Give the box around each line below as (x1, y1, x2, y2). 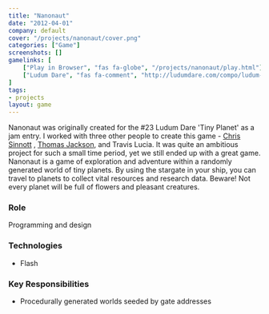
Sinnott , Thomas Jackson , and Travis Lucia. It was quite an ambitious (8, 140, 239, 149)
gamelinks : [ (8, 57, 52, 65)
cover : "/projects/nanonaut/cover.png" (8, 34, 142, 42)
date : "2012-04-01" (8, 19, 74, 27)
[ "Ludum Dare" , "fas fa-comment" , (22, 71, 138, 79)
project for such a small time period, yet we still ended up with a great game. (8, 149, 261, 158)
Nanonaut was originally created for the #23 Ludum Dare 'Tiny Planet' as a (8, 123, 255, 133)
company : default (8, 26, 66, 34)
